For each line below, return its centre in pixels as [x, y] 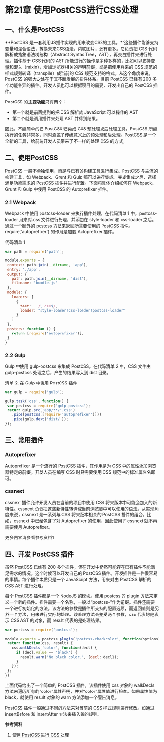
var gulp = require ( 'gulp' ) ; [35, 392]
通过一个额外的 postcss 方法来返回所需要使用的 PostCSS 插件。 [69, 226]
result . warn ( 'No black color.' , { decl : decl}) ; [70, 657]
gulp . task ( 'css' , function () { [37, 401]
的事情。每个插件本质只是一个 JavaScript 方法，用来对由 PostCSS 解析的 [78, 579]
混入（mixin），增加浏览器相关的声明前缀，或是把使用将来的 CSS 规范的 [85, 67]
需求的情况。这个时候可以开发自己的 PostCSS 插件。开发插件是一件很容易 [83, 573]
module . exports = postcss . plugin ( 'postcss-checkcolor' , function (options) [83, 639]
